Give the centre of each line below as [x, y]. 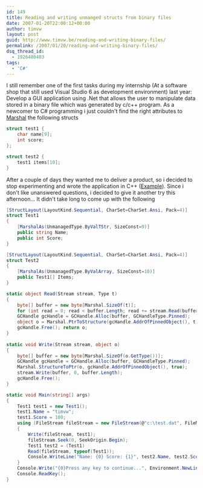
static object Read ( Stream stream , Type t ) [62, 294]
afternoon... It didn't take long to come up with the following [81, 199]
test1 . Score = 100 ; [42, 418]
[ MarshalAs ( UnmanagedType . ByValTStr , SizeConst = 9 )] [83, 227]
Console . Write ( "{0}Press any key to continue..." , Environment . [100, 468]
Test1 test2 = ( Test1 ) [56, 446]
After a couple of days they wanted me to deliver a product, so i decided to [99, 179]
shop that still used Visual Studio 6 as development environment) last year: [99, 92]
